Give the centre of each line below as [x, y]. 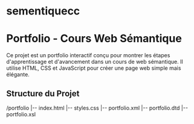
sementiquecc [43, 11]
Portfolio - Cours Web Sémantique [94, 39]
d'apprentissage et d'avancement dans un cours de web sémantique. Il [95, 62]
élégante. [18, 75]
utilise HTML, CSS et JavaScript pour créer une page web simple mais [94, 68]
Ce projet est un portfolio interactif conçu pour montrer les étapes [88, 55]
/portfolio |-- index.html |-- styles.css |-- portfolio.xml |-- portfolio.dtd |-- [97, 108]
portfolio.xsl [21, 114]
